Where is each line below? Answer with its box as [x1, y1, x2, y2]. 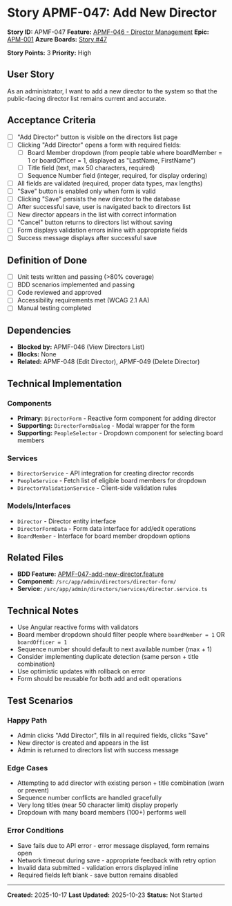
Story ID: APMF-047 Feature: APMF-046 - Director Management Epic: [7, 28, 209, 36]
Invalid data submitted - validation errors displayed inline [17, 863, 179, 871]
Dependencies [7, 324, 71, 336]
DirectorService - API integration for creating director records [17, 469, 195, 478]
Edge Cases [7, 763, 48, 772]
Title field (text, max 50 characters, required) [27, 163, 155, 172]
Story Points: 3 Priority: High [7, 48, 92, 57]
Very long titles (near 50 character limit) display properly [17, 801, 178, 809]
